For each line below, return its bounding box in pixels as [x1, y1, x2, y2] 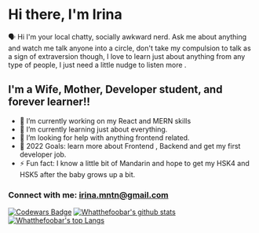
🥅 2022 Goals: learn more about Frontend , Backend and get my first [19, 141, 241, 150]
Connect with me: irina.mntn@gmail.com [8, 189, 169, 200]
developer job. [19, 150, 67, 159]
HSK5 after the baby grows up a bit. [19, 169, 136, 179]
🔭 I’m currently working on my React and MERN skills [19, 116, 192, 125]
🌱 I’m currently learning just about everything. [19, 124, 168, 134]
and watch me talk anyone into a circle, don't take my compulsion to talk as [8, 43, 251, 53]
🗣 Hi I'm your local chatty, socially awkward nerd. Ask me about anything [8, 31, 247, 41]
